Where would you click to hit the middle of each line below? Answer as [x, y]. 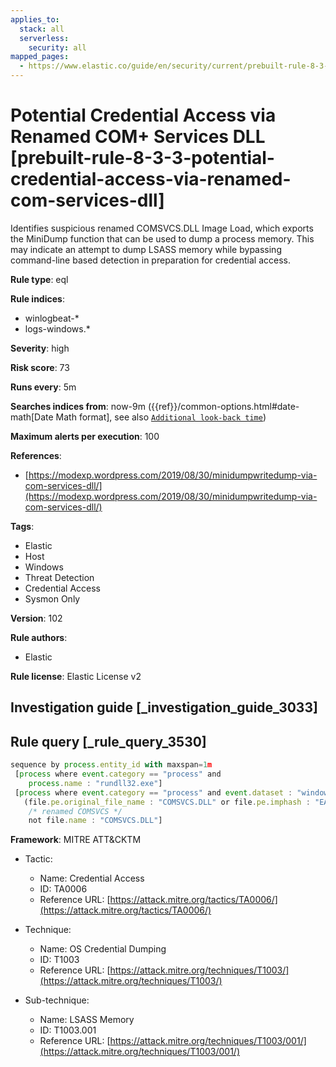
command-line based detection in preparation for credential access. [150, 260]
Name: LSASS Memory [87, 1020]
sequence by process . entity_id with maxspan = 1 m [111, 765]
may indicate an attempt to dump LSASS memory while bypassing [146, 249]
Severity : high [40, 348]
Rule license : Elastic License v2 [76, 676]
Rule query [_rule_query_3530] [108, 741]
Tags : [22, 526]
